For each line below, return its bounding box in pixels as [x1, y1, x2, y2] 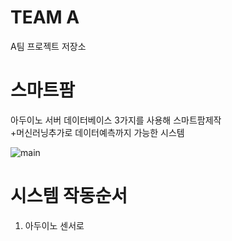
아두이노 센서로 [24, 219, 85, 231]
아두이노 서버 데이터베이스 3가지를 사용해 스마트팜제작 [10, 114, 222, 126]
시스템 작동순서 [10, 185, 128, 208]
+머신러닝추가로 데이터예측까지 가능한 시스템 [10, 126, 185, 138]
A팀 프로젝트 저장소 [10, 40, 87, 52]
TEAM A [10, 6, 80, 29]
